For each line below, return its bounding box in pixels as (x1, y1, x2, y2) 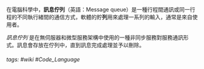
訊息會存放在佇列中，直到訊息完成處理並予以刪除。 (16, 42, 144, 48)
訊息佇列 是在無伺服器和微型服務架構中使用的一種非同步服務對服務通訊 (6, 34, 183, 41)
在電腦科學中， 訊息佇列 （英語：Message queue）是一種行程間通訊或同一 (6, 6, 190, 13)
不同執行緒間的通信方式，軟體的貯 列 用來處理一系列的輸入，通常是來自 (16, 13, 192, 21)
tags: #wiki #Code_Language (6, 56, 80, 63)
